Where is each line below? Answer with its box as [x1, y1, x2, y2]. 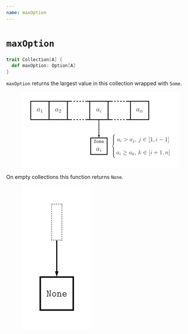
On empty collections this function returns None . [6, 173, 124, 180]
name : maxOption [6, 10, 47, 16]
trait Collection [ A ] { [6, 57, 63, 63]
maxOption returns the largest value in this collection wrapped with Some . [6, 80, 182, 87]
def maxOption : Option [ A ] [11, 63, 76, 69]
